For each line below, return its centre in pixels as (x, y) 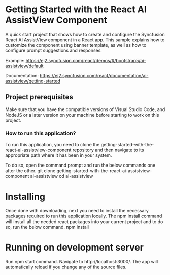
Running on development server (74, 248)
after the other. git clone (30, 171)
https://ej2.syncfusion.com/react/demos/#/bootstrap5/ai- (86, 60)
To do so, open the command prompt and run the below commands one (80, 165)
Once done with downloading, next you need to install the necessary (77, 210)
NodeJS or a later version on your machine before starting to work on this (82, 115)
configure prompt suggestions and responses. (54, 50)
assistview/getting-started (33, 81)
